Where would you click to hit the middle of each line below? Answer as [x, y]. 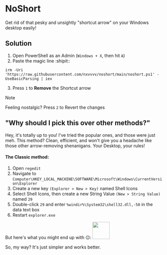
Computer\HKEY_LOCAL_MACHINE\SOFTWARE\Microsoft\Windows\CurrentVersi [87, 179]
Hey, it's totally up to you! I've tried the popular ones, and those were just [80, 135]
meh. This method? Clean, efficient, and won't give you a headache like [79, 140]
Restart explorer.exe [34, 215]
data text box [26, 210]
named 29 [22, 199]
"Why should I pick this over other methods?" [78, 123]
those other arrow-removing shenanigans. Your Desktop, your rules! [75, 146]
